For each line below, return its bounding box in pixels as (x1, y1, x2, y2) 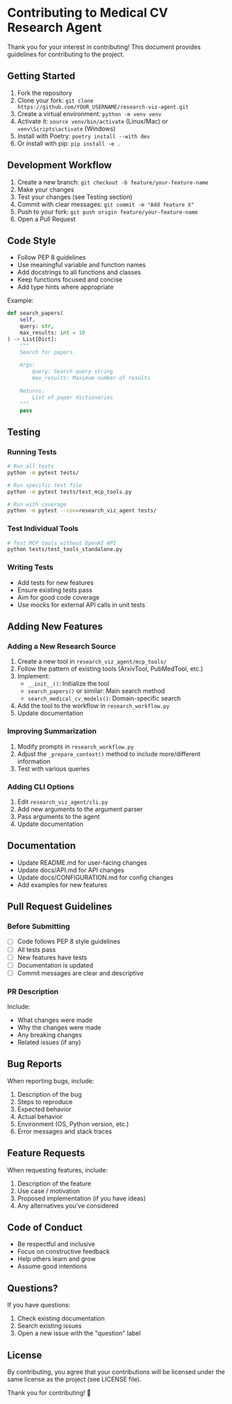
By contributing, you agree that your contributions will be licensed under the (7, 1368, 226, 1376)
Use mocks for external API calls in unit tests (17, 600, 146, 609)
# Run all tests (7, 463, 54, 470)
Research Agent (7, 19, 102, 35)
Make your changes (17, 185, 74, 193)
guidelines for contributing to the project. (7, 50, 125, 58)
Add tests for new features (17, 578, 94, 587)
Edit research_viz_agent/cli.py (17, 797, 108, 806)
